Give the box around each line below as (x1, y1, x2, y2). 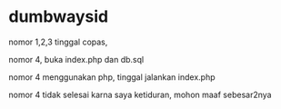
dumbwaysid (8, 6, 109, 27)
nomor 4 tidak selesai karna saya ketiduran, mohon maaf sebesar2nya (8, 89, 272, 100)
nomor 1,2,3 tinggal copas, (8, 36, 108, 47)
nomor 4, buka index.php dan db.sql (8, 54, 145, 64)
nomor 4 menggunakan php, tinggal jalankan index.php (8, 71, 216, 83)
